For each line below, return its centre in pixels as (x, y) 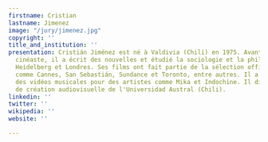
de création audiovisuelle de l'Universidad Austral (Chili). (121, 89)
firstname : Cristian (43, 15)
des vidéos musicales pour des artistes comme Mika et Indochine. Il (133, 82)
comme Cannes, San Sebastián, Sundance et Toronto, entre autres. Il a (137, 75)
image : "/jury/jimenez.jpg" (55, 30)
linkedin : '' (30, 97)
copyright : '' (32, 38)
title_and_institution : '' (53, 45)
